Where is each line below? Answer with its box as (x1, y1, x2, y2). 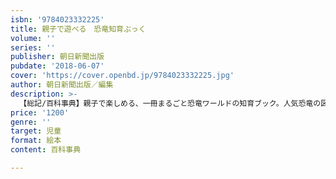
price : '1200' (10, 107, 70, 118)
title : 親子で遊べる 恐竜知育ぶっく (10, 24, 147, 34)
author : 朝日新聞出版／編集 (10, 80, 114, 90)
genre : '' (10, 117, 52, 127)
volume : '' (10, 33, 56, 43)
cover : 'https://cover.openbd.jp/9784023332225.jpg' (10, 71, 235, 81)
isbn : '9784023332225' (10, 14, 105, 25)
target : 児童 (10, 126, 62, 136)
